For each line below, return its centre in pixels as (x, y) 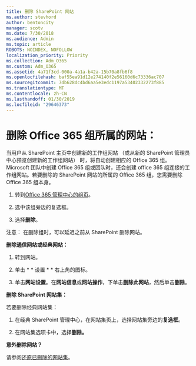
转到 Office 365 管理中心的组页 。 (54, 195)
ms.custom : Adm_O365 (31, 66)
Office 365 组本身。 (30, 182)
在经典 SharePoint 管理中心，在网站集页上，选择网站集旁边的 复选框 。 (99, 320)
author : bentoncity (30, 22)
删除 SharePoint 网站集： (37, 295)
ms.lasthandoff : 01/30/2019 (41, 99)
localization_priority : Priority (47, 55)
